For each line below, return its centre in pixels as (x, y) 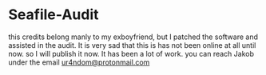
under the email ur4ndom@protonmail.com (79, 62)
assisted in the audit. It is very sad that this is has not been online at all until (132, 45)
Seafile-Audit (54, 15)
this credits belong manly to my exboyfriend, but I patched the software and (133, 37)
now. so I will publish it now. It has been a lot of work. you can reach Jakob (131, 53)
